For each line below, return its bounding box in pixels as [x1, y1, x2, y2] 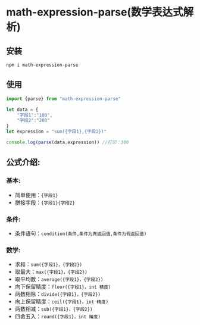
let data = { [6, 107, 39, 112]
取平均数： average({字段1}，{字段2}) [14, 276, 104, 283]
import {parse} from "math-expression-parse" [6, 96, 121, 102]
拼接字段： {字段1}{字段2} [14, 199, 76, 206]
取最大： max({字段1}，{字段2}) [14, 268, 87, 276]
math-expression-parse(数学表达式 [6, 5, 183, 19]
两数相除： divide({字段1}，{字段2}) [14, 290, 101, 298]
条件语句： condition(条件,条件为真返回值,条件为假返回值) [14, 230, 147, 237]
